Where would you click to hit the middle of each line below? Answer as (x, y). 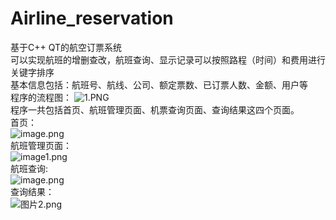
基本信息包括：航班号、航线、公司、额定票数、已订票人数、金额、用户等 (159, 84)
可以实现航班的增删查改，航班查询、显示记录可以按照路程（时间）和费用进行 (168, 59)
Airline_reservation (92, 18)
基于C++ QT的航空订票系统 (66, 47)
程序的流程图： (41, 97)
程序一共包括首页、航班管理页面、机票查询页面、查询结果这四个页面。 (155, 109)
